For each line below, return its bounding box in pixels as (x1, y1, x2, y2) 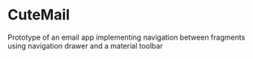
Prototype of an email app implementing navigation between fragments (7, 32, 246, 42)
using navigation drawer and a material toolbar (7, 40, 163, 50)
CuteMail (7, 6, 71, 24)
